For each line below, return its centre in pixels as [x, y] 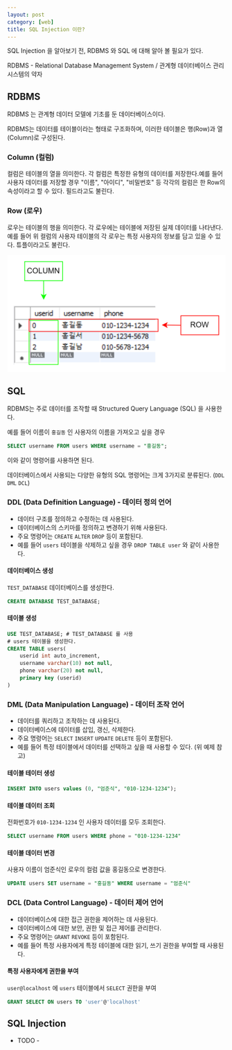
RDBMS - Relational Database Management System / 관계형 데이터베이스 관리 [116, 65]
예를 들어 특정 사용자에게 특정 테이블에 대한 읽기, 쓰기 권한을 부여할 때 [111, 945]
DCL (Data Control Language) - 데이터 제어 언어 [86, 903]
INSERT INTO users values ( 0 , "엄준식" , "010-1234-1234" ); [92, 789]
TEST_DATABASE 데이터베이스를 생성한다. [61, 587]
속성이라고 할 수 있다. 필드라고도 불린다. [61, 191]
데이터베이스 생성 [30, 571]
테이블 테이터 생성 [31, 773]
